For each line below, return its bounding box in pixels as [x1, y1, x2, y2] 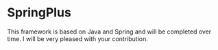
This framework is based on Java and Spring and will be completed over [7, 27, 212, 36]
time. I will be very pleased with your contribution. [7, 34, 149, 42]
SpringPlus [7, 5, 72, 21]
